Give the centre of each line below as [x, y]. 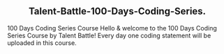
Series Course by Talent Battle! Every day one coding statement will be [109, 35]
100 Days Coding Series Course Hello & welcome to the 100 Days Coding [112, 28]
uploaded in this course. [42, 43]
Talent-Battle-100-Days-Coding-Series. [117, 11]
